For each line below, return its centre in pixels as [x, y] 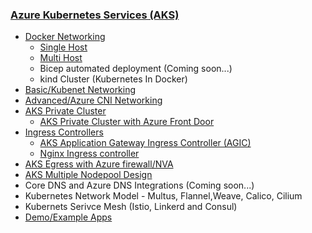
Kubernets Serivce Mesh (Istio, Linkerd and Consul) [131, 207]
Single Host [63, 47]
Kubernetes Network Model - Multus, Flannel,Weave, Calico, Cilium [163, 196]
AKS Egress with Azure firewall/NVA [99, 164]
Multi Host [61, 58]
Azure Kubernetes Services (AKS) [95, 15]
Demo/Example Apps [68, 217]
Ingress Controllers [64, 132]
